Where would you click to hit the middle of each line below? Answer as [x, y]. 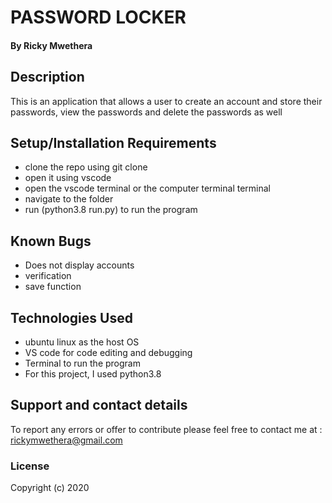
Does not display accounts [79, 265]
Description [47, 77]
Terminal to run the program [82, 363]
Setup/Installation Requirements [113, 142]
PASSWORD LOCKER [98, 17]
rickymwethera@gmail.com [66, 440]
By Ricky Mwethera [51, 45]
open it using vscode [68, 178]
